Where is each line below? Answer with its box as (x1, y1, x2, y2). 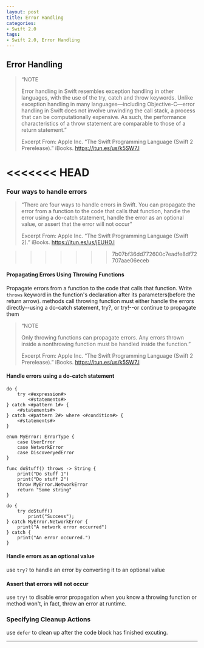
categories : (6, 20, 36, 26)
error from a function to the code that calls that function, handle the (21, 208, 191, 215)
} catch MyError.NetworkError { (6, 519, 88, 525)
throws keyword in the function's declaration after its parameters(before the (6, 291, 195, 298)
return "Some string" (17, 486, 72, 493)
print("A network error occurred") (17, 524, 107, 530)
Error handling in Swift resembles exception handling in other (21, 87, 174, 95)
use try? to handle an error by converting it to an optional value (6, 566, 165, 573)
